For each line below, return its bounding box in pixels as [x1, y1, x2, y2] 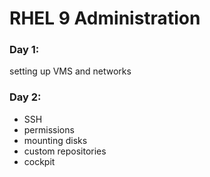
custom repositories [23, 145, 107, 157]
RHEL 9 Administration [9, 7, 201, 30]
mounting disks [23, 134, 88, 146]
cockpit [23, 155, 56, 167]
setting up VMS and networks [9, 65, 132, 77]
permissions [23, 123, 75, 136]
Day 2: [9, 90, 42, 104]
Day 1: [9, 43, 40, 57]
